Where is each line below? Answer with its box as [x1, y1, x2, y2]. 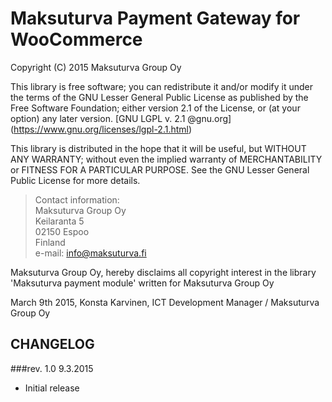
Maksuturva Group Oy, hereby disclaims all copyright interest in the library [10, 266, 317, 278]
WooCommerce [10, 28, 143, 51]
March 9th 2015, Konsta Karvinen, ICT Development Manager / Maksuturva [10, 296, 320, 308]
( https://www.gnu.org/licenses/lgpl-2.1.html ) [10, 123, 193, 135]
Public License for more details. [10, 174, 141, 186]
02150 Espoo [34, 225, 90, 237]
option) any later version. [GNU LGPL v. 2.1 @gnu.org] [10, 112, 232, 124]
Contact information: [34, 193, 120, 206]
